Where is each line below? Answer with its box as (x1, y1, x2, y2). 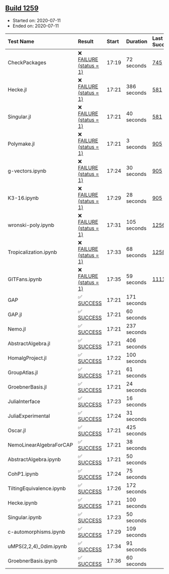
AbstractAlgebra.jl (8, 340, 50, 347)
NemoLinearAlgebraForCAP (8, 441, 73, 448)
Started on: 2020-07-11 (12, 17, 61, 23)
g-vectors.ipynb (8, 167, 47, 174)
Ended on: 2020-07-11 (12, 23, 59, 29)
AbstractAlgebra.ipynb (8, 456, 61, 463)
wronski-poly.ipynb (8, 221, 54, 228)
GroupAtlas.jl (8, 369, 38, 376)
